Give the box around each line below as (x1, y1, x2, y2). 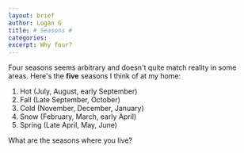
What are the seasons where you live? (8, 136, 133, 145)
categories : (8, 33, 48, 42)
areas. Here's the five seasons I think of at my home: (8, 71, 181, 81)
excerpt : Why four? (8, 41, 73, 49)
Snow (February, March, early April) (19, 112, 137, 121)
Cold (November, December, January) (19, 104, 144, 113)
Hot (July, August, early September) (19, 86, 138, 96)
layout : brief (8, 11, 55, 20)
